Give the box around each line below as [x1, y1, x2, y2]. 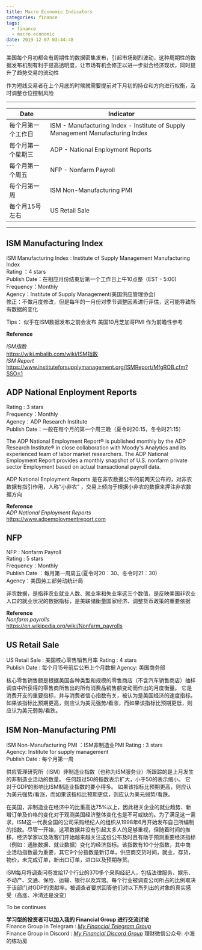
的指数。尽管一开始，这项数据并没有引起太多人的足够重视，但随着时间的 [6, 826, 185, 833]
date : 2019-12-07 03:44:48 [6, 37, 74, 43]
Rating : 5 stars [6, 555, 44, 563]
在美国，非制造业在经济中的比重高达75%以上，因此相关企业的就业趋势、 [6, 804, 186, 811]
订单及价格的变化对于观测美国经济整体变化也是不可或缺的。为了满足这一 [11, 811, 191, 818]
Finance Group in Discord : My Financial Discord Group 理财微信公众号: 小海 [6, 930, 195, 937]
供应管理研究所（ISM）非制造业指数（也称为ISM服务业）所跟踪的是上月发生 [6, 768, 194, 776]
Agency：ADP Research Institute [6, 418, 88, 425]
